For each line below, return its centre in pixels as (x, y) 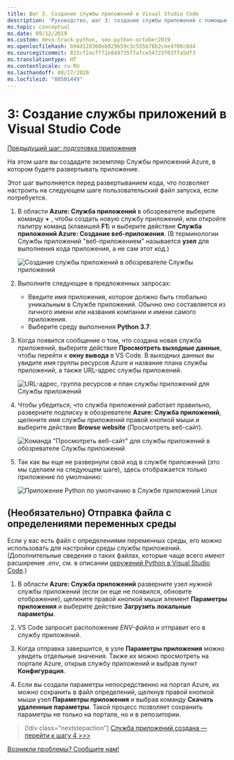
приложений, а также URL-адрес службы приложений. (99, 370)
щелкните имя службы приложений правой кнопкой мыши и (108, 420)
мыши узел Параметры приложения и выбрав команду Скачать (115, 700)
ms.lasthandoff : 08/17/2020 (48, 72)
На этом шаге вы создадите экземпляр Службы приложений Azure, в (111, 162)
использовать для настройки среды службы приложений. (94, 548)
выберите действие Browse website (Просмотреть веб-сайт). (110, 427)
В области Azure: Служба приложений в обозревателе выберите (116, 211)
